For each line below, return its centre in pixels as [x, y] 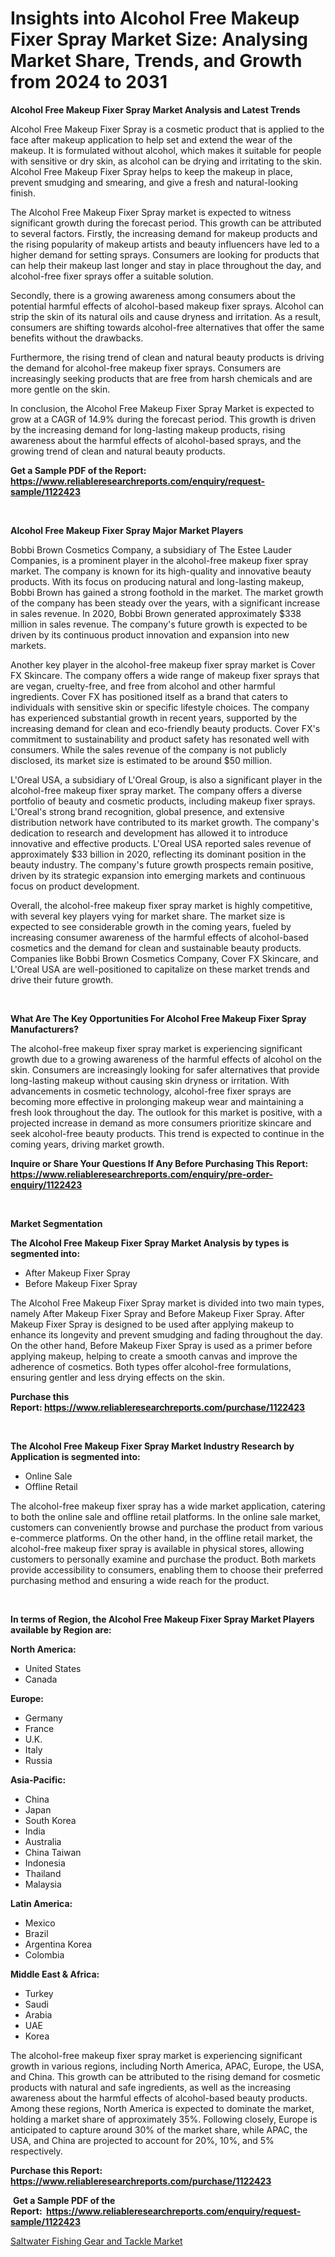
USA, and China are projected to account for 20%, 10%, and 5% [142, 2140]
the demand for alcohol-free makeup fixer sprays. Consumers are [146, 368]
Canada [41, 1679]
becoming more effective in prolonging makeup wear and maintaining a [157, 1101]
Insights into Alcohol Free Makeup [155, 18]
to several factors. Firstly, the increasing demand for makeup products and [164, 233]
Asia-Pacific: [38, 1779]
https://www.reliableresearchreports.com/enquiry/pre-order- [142, 1174]
